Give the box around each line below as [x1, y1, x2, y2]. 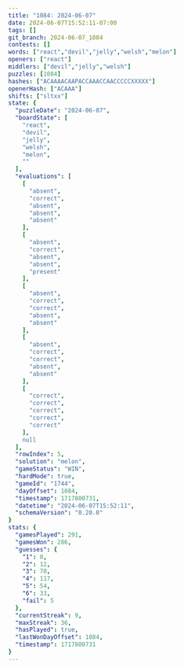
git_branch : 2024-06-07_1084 [8, 33, 103, 42]
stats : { [8, 524, 37, 532]
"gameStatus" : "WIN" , [15, 465, 86, 473]
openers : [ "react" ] [8, 56, 72, 64]
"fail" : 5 [22, 596, 55, 604]
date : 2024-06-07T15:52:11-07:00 [8, 19, 117, 27]
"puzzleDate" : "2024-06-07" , [15, 107, 110, 115]
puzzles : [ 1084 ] [8, 70, 61, 78]
